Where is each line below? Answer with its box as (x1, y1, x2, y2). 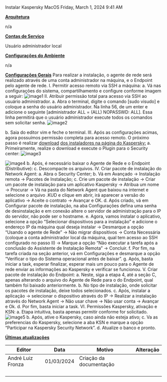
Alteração (135, 347, 160, 353)
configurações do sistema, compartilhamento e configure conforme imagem (5, 88, 162, 94)
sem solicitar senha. (5, 120, 46, 125)
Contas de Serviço (5, 33, 45, 39)
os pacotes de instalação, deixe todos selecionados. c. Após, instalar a (5, 288, 151, 294)
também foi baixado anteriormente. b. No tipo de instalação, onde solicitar (5, 282, 158, 288)
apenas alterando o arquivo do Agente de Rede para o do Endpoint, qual (5, 277, 153, 283)
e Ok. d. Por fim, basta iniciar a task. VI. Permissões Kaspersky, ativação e (5, 304, 158, 309)
